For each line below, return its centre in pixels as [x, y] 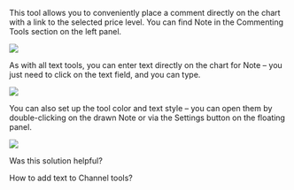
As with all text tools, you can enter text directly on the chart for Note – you [146, 65]
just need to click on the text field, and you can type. [105, 75]
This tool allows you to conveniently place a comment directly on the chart [145, 13]
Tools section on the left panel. [66, 31]
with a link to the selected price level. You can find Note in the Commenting [146, 22]
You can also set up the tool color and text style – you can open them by [141, 108]
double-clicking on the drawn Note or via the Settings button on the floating [147, 118]
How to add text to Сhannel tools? [71, 178]
